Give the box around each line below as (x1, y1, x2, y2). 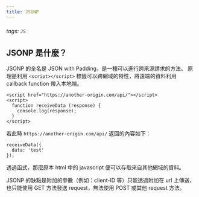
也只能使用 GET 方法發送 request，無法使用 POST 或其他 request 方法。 (6, 184, 185, 192)
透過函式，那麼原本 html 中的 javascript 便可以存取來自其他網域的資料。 (6, 164, 185, 171)
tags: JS (6, 28, 26, 35)
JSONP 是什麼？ (6, 48, 68, 58)
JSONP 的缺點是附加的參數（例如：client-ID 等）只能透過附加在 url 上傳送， (6, 176, 195, 184)
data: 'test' (11, 147, 45, 153)
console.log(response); (17, 108, 77, 114)
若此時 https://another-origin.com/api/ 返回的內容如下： (6, 130, 151, 137)
